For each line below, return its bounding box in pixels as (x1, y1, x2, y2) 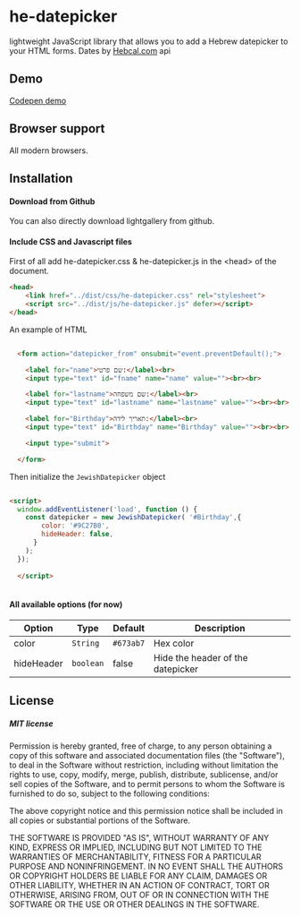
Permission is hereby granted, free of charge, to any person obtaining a (9, 741, 272, 751)
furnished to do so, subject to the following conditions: (9, 788, 210, 799)
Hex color (153, 637, 195, 649)
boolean (71, 658, 104, 668)
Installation (9, 170, 73, 185)
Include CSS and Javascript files (9, 236, 132, 247)
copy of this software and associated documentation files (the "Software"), (9, 750, 286, 760)
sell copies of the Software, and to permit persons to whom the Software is (9, 778, 286, 789)
